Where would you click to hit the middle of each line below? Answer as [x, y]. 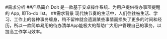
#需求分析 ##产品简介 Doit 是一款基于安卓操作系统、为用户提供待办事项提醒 [83, 7]
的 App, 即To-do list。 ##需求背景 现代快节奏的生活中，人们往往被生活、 [79, 13]
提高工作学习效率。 [25, 31]
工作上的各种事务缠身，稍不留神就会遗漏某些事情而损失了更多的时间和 [85, 19]
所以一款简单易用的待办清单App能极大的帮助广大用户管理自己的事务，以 [87, 25]
